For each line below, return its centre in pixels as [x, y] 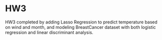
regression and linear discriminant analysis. [49, 32]
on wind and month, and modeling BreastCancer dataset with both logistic [81, 27]
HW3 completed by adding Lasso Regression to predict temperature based [81, 22]
